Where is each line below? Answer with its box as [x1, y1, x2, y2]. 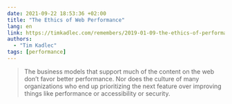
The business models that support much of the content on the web [23, 67, 215, 76]
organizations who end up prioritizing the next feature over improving [23, 82, 222, 90]
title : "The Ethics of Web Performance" [7, 17, 126, 23]
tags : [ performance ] [7, 49, 67, 56]
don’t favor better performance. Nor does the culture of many [23, 74, 200, 83]
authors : [7, 36, 32, 43]
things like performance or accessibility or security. [23, 89, 171, 97]
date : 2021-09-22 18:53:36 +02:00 [7, 10, 107, 17]
